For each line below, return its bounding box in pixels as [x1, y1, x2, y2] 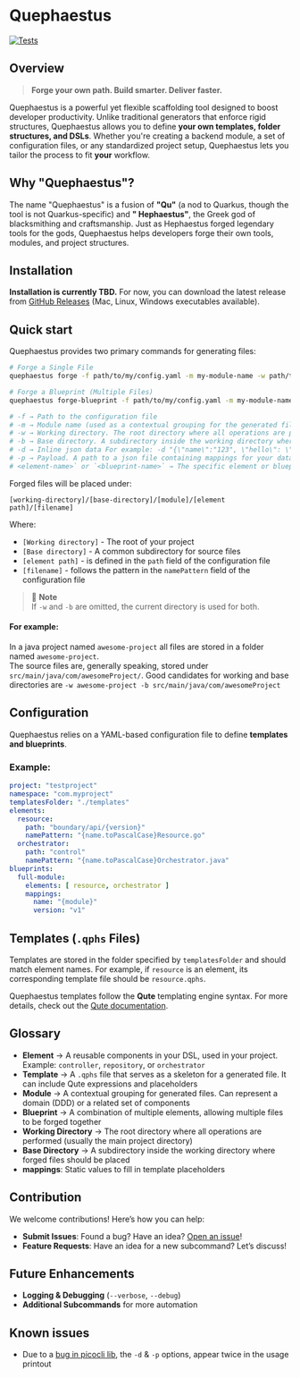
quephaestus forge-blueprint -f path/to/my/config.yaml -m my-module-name [9, 395, 294, 405]
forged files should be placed [21, 1154, 131, 1165]
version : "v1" [32, 906, 87, 915]
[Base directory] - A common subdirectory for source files [21, 545, 241, 556]
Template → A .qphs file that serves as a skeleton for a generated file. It [21, 1069, 287, 1079]
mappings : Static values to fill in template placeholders [21, 1163, 226, 1174]
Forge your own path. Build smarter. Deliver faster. [30, 84, 223, 95]
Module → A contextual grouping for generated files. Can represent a [21, 1087, 279, 1098]
